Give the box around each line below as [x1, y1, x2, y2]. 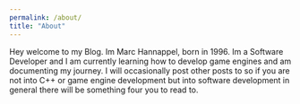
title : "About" [9, 22, 66, 30]
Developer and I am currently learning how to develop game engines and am [9, 56, 292, 66]
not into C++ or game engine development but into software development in [9, 74, 290, 85]
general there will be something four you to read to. [9, 84, 199, 95]
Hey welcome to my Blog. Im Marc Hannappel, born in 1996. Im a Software [9, 46, 284, 56]
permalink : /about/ [9, 13, 82, 22]
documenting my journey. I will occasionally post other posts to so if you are [9, 65, 291, 76]
